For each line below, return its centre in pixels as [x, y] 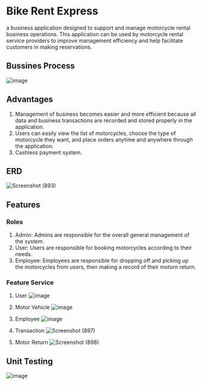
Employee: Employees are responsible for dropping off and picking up [102, 261]
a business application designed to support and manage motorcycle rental [99, 28]
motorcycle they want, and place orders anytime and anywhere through [104, 139]
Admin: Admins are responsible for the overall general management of [102, 235]
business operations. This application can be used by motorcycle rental [95, 34]
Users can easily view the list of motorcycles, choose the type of [95, 133]
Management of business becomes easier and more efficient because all [106, 114]
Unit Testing [30, 361]
